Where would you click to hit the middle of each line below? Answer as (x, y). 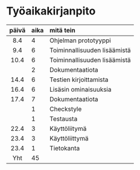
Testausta (63, 119)
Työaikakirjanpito (51, 11)
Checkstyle (65, 109)
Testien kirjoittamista (79, 80)
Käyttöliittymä (69, 138)
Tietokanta (65, 148)
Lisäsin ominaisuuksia (80, 89)
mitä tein (62, 30)
